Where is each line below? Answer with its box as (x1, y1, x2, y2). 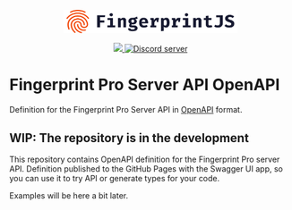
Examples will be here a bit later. (9, 190, 129, 201)
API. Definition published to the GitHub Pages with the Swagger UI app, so (9, 164, 284, 174)
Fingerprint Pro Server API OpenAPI (9, 75, 280, 95)
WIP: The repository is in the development (9, 130, 249, 146)
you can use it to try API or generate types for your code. (9, 173, 220, 184)
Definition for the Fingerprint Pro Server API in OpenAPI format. (9, 105, 243, 115)
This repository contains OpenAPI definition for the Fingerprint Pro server (9, 154, 280, 165)
